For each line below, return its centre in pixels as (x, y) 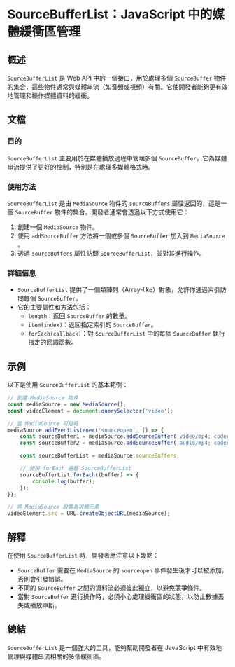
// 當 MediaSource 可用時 (43, 424)
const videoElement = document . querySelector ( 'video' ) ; (90, 411)
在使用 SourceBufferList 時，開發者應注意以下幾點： (83, 556)
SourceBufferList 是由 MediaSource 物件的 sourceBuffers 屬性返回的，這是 (114, 203)
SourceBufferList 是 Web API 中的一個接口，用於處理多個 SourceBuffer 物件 (117, 78)
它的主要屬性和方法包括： (54, 307)
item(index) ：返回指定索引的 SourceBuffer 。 (92, 325)
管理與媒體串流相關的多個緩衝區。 (56, 656)
